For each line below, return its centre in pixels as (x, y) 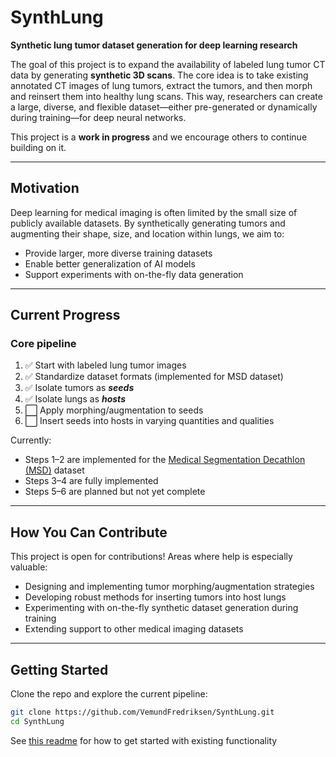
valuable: (29, 567)
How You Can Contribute (89, 532)
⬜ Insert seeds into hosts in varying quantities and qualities (149, 421)
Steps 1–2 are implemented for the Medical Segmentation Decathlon (165, 460)
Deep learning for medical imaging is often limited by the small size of (154, 212)
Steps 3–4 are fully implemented (91, 481)
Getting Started (59, 669)
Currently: (31, 440)
